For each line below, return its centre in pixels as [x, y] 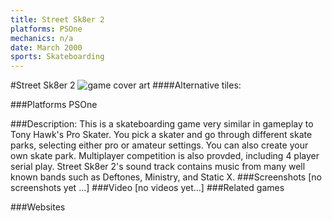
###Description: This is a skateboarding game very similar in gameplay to [162, 124]
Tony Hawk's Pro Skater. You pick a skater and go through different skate [161, 135]
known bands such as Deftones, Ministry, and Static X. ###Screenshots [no [166, 177]
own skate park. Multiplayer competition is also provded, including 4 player [165, 156]
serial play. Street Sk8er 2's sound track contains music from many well [158, 167]
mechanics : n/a [42, 38]
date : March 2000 [46, 47]
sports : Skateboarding [57, 57]
